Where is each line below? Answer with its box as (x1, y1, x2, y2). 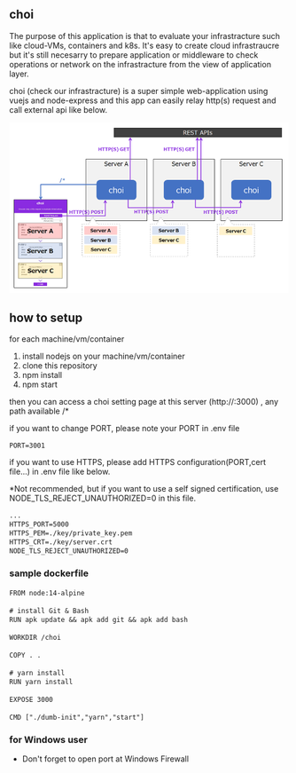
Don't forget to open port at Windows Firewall (21, 753, 189, 764)
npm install (21, 370, 63, 381)
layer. (9, 68, 29, 79)
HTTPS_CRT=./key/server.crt (9, 538, 113, 547)
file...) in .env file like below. (9, 466, 111, 477)
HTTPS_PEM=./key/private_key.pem (9, 529, 133, 538)
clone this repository (21, 360, 97, 371)
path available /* (9, 406, 69, 416)
